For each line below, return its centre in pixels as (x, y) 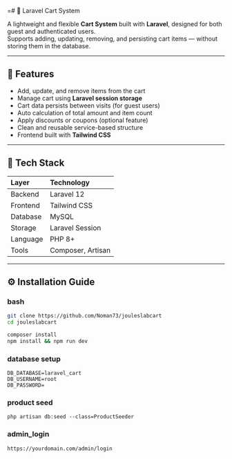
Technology (69, 182)
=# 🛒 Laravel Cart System (44, 11)
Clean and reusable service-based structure (80, 127)
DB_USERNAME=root (32, 380)
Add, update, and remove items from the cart (81, 90)
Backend (25, 194)
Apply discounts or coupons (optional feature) (83, 120)
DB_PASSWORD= (26, 385)
